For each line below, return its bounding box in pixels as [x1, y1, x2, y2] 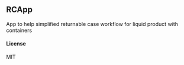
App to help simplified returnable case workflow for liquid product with [6, 20, 179, 27]
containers [6, 27, 33, 34]
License [6, 40, 27, 47]
